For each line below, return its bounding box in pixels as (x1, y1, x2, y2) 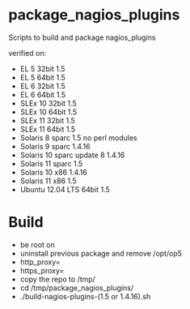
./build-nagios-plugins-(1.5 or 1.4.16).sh (19, 291, 151, 301)
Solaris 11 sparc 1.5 (19, 158, 83, 168)
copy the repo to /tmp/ (19, 274, 95, 284)
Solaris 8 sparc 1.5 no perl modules (19, 132, 137, 143)
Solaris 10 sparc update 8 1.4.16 (19, 150, 125, 160)
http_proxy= (19, 257, 61, 267)
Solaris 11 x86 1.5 (19, 176, 77, 186)
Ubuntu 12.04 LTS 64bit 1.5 (19, 184, 111, 194)
